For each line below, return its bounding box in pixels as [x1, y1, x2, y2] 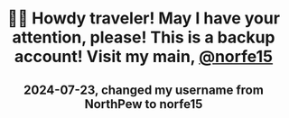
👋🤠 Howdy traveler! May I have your [6, 8, 281, 29]
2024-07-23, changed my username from [23, 82, 265, 97]
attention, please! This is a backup [12, 27, 275, 48]
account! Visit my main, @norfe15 [14, 47, 274, 67]
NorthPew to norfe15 [84, 96, 203, 112]
